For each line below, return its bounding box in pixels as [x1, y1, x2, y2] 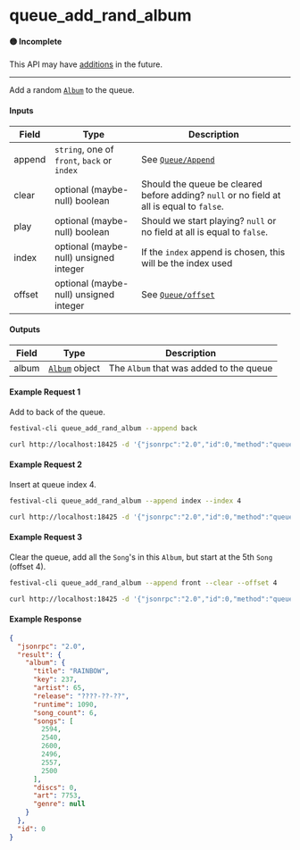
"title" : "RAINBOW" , [32, 667, 110, 676]
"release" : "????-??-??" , [32, 691, 129, 701]
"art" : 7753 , [32, 791, 82, 800]
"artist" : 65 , [32, 684, 87, 693]
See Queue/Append [141, 153, 215, 165]
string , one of [54, 143, 114, 155]
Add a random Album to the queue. [9, 85, 136, 96]
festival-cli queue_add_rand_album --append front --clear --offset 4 [9, 578, 278, 587]
